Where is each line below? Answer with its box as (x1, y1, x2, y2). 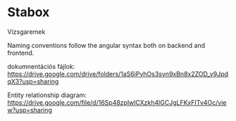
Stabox (7, 4, 50, 20)
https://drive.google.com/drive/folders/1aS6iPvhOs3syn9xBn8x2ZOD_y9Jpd (7, 70, 229, 78)
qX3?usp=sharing (7, 77, 59, 85)
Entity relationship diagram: (7, 91, 87, 99)
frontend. (7, 49, 35, 57)
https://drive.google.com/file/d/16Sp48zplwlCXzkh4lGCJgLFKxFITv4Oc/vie (7, 98, 227, 106)
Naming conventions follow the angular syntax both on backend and (7, 41, 206, 49)
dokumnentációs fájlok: (7, 62, 75, 70)
